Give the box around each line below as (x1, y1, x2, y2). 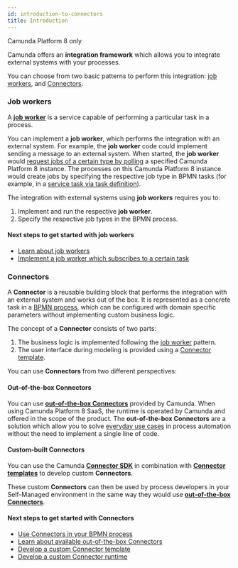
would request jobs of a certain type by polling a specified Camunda (7, 157, 207, 165)
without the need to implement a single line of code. (7, 429, 160, 437)
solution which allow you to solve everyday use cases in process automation (7, 422, 232, 430)
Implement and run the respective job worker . (17, 207, 153, 215)
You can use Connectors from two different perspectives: (7, 367, 177, 376)
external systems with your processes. (7, 58, 121, 66)
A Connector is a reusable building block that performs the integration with (7, 288, 227, 297)
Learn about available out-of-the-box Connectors (17, 537, 163, 545)
